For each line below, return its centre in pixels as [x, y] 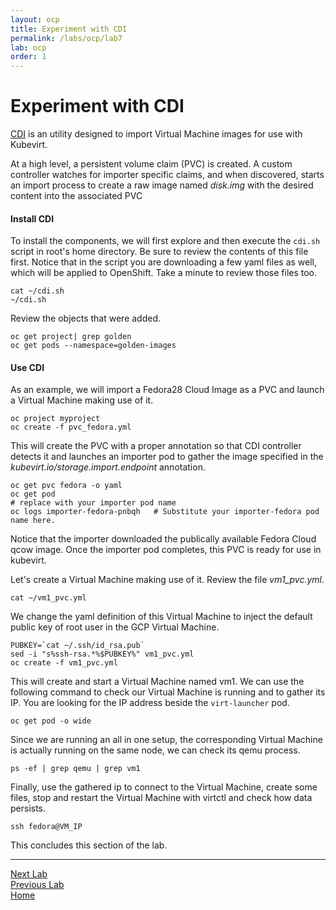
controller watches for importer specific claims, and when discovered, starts [167, 175]
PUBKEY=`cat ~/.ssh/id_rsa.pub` [77, 646]
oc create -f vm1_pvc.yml [64, 663]
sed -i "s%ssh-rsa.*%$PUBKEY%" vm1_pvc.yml [102, 654]
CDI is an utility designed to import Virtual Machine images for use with [156, 134]
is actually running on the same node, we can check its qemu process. [155, 750]
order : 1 [28, 57]
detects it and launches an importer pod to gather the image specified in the [167, 457]
